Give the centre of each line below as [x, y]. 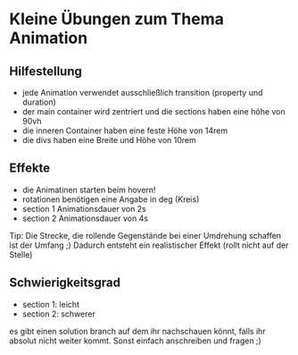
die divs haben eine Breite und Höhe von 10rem [109, 140]
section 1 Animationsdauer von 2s [84, 208]
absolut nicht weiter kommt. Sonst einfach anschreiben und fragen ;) [135, 341]
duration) [39, 102]
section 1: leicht [51, 304]
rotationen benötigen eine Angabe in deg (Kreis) [111, 199]
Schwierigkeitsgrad [65, 283]
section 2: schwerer [58, 314]
